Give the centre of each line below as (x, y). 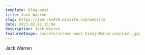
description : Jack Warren (33, 29)
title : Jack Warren (26, 15)
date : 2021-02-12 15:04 (31, 24)
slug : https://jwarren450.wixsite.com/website (55, 19)
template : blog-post (27, 10)
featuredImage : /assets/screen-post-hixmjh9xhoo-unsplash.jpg (72, 34)
